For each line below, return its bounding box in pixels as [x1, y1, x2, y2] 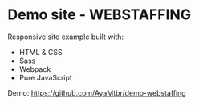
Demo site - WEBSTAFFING [7, 6, 192, 24]
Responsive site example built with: [7, 32, 124, 41]
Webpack [18, 64, 51, 73]
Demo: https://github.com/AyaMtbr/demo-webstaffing [7, 88, 186, 97]
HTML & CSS [18, 47, 63, 57]
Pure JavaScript [18, 73, 73, 82]
